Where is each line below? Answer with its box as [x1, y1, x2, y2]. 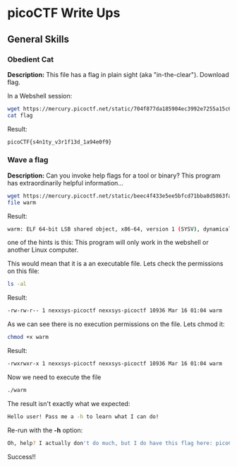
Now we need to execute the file [7, 373, 102, 381]
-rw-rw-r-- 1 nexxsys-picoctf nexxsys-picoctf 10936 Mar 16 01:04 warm [7, 307, 222, 314]
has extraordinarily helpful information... [7, 178, 123, 187]
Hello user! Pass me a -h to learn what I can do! [7, 413, 159, 420]
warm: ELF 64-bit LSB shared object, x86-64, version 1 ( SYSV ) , [7, 225, 200, 233]
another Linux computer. [7, 246, 79, 254]
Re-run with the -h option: [7, 426, 83, 434]
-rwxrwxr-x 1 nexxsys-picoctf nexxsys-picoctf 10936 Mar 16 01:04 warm [7, 360, 222, 367]
